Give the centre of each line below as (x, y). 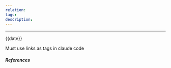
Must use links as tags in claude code (45, 48)
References (18, 60)
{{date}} (14, 39)
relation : (16, 10)
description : (19, 19)
